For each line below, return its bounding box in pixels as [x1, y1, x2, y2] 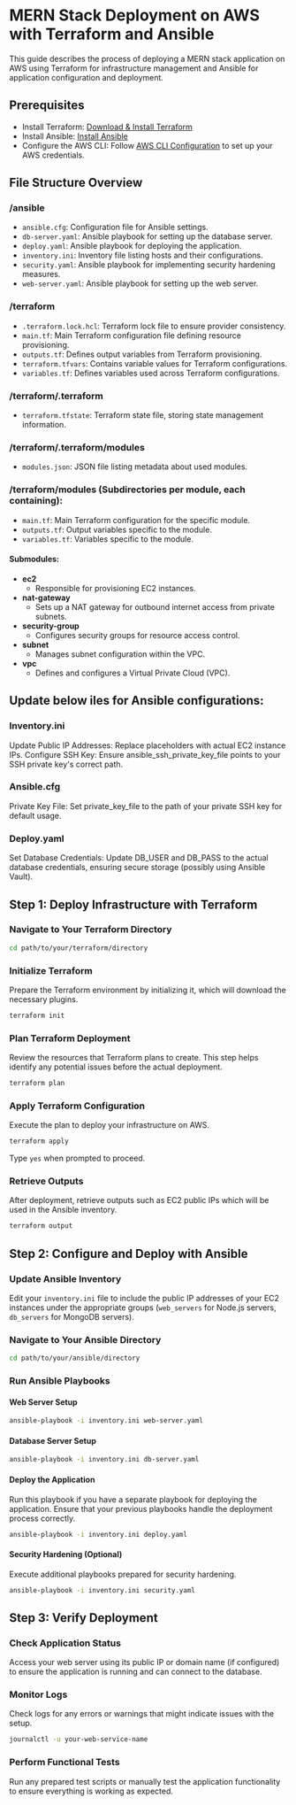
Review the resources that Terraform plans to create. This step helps [9, 1053, 259, 1063]
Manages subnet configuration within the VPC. [34, 648, 206, 660]
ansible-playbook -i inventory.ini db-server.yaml [9, 1455, 200, 1464]
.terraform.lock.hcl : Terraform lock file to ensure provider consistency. [21, 320, 286, 331]
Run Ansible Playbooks [9, 1375, 110, 1387]
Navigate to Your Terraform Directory [9, 923, 172, 936]
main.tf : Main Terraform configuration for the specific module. [21, 514, 250, 525]
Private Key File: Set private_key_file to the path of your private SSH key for [9, 800, 283, 811]
